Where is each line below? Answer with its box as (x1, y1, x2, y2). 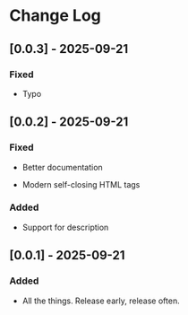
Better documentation (21, 162, 103, 172)
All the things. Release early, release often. (21, 295, 181, 306)
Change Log (9, 5, 101, 26)
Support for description (21, 222, 109, 232)
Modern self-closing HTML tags (21, 179, 141, 189)
